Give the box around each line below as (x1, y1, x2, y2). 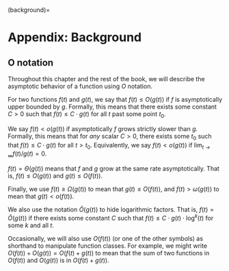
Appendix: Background (8, 30, 142, 45)
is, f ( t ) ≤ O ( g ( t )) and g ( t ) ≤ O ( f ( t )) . (8, 172, 103, 180)
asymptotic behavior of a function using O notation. (8, 82, 153, 90)
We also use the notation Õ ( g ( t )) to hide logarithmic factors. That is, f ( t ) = (8, 205, 215, 214)
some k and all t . (8, 221, 54, 229)
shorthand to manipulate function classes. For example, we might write (8, 242, 208, 250)
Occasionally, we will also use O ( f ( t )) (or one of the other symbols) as (8, 234, 204, 242)
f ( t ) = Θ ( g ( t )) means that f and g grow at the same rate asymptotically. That (8, 165, 219, 173)
